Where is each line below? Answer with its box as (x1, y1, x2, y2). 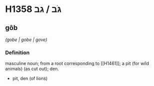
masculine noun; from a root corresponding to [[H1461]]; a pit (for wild (5, 60, 150, 66)
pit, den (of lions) (12, 75, 48, 81)
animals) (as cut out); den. (5, 66, 59, 72)
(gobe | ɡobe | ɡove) (5, 36, 47, 42)
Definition (5, 49, 30, 56)
